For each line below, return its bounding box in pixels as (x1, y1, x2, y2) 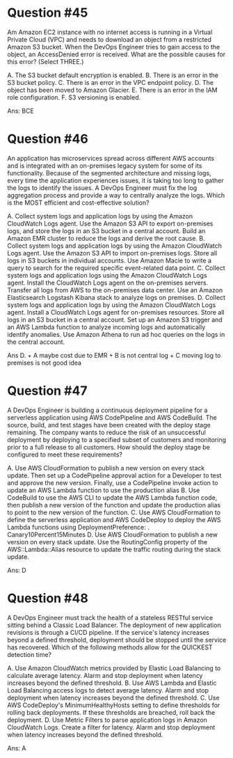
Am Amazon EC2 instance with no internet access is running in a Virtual (7, 28, 213, 36)
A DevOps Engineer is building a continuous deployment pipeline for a (7, 406, 208, 414)
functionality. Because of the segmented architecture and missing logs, (7, 168, 211, 177)
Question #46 (7, 131, 88, 147)
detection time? (7, 650, 52, 658)
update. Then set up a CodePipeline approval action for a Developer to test (7, 471, 222, 480)
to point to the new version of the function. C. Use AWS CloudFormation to (7, 508, 221, 516)
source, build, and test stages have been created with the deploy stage (7, 420, 211, 429)
